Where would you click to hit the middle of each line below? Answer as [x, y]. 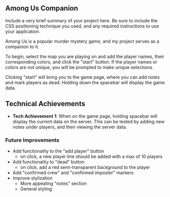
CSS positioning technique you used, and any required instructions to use [82, 26]
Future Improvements [32, 140]
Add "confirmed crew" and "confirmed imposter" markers [73, 173]
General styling [36, 189]
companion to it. [22, 46]
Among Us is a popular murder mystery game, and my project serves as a [82, 41]
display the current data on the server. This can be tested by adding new [89, 121]
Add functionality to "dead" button [48, 161]
